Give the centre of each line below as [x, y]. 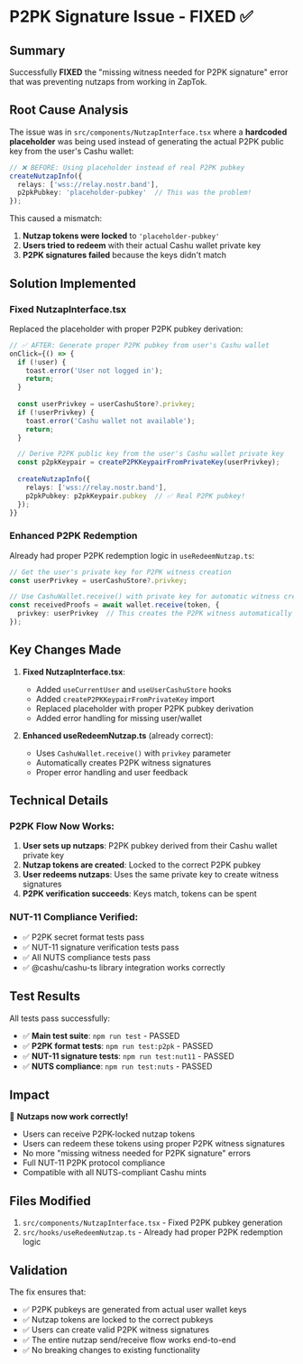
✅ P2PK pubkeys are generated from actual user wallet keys [134, 1309]
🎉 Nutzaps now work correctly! [69, 1117]
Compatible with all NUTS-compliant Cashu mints [115, 1173]
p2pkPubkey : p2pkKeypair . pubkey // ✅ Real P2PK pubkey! [136, 496]
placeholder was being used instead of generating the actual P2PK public [147, 141]
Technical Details [59, 801]
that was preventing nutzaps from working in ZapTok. [108, 82]
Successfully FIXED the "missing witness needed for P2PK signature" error [149, 72]
